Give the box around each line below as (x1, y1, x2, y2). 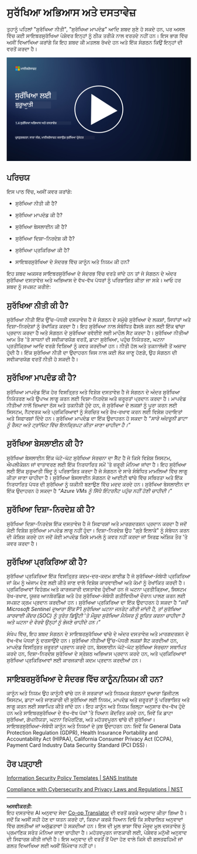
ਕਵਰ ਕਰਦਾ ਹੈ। (6, 540, 38, 547)
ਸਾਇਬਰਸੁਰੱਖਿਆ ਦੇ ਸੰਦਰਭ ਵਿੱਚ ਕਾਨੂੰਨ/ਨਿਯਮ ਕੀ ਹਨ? (6, 674, 164, 684)
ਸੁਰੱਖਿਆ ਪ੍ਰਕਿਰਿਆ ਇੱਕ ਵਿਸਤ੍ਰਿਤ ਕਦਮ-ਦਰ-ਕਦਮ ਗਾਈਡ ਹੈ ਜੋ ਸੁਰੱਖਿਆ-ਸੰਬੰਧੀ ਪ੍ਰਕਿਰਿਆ (6, 572, 191, 579)
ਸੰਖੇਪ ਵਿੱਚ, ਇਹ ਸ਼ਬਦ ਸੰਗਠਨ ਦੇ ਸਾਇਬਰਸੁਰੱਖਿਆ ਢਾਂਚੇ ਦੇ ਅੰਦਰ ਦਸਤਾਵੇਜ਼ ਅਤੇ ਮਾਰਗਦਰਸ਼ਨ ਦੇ (6, 630, 189, 637)
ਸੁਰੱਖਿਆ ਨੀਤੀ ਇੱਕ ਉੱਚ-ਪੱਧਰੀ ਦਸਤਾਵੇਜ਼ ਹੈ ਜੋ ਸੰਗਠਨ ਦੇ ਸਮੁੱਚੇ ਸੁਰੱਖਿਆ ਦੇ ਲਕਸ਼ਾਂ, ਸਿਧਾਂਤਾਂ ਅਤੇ (6, 316, 191, 323)
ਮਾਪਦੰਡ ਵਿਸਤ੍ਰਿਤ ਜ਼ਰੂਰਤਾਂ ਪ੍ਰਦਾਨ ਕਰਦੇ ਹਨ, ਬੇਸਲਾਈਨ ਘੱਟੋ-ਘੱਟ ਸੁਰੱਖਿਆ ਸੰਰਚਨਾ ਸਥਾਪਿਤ (6, 644, 186, 651)
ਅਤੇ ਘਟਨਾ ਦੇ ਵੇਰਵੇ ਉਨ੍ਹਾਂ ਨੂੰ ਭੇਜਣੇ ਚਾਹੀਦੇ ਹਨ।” (6, 619, 101, 626)
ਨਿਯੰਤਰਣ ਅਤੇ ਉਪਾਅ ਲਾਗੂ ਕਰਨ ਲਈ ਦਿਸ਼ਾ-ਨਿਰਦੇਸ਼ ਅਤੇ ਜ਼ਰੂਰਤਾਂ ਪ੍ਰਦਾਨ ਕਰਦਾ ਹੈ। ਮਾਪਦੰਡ (6, 395, 186, 402)
